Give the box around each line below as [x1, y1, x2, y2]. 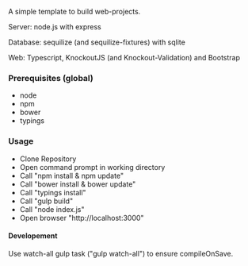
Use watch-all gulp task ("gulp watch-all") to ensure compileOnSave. [8, 249, 234, 258]
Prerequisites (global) [8, 72, 93, 83]
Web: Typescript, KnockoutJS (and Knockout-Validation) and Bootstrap [8, 53, 240, 62]
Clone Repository [19, 154, 77, 164]
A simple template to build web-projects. [8, 7, 141, 16]
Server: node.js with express [8, 22, 101, 31]
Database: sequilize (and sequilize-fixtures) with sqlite [8, 37, 186, 47]
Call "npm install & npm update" [19, 171, 124, 180]
